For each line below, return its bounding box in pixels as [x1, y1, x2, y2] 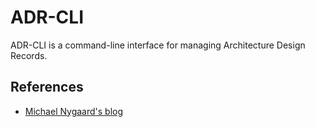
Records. [10, 49, 48, 61]
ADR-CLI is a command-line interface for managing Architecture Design [10, 39, 306, 51]
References [10, 79, 84, 96]
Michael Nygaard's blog [24, 105, 124, 117]
